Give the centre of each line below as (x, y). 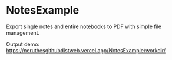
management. (23, 32)
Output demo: (23, 44)
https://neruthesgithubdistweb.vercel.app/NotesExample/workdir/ (86, 50)
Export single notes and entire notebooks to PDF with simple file (84, 26)
